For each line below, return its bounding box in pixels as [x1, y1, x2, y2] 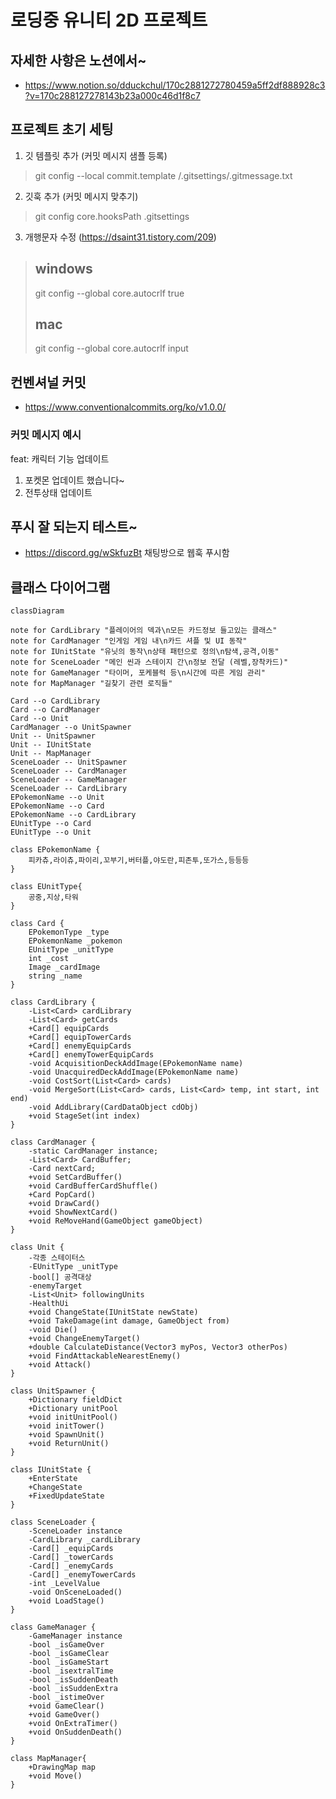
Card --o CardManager [10, 705, 101, 715]
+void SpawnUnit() [28, 1430, 105, 1440]
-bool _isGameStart [28, 1657, 110, 1668]
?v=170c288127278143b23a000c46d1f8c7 [24, 90, 201, 101]
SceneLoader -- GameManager [10, 775, 128, 785]
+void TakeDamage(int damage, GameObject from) [28, 1316, 230, 1326]
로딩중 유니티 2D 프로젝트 [10, 9, 208, 32]
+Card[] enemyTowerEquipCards [28, 1050, 155, 1060]
